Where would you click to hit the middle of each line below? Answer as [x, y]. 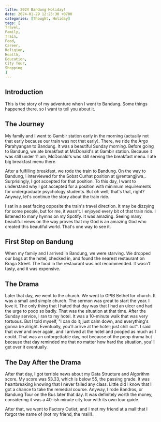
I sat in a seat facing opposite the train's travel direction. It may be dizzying [80, 206]
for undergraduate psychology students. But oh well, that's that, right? [75, 191]
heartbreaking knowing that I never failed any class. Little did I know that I [78, 384]
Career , [13, 45]
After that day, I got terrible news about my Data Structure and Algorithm [77, 374]
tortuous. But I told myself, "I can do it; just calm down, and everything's [77, 321]
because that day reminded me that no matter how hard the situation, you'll [80, 342]
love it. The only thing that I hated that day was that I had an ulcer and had [79, 306]
